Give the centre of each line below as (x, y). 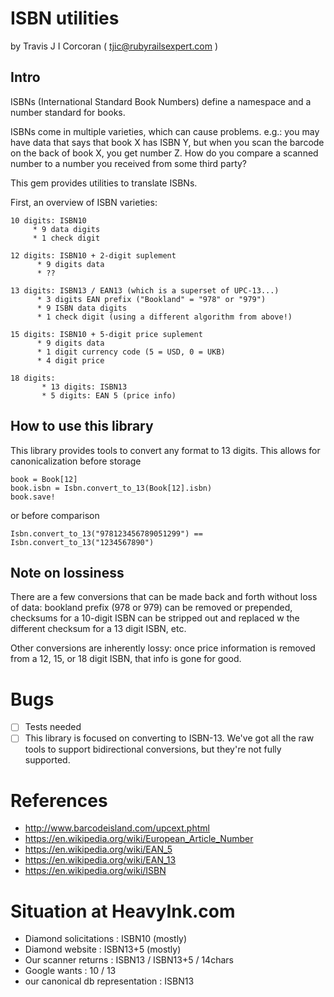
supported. (47, 760)
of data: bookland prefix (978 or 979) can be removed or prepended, (151, 608)
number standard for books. (68, 112)
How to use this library (82, 426)
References (59, 800)
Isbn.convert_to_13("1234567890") (82, 542)
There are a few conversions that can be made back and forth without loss (164, 597)
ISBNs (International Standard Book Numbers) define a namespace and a (161, 101)
